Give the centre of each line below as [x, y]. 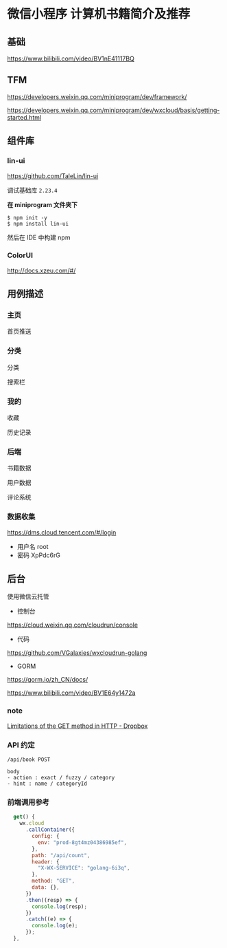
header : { [46, 862]
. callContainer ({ [50, 830]
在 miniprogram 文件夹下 [42, 204]
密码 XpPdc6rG [38, 555]
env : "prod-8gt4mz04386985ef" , [82, 842]
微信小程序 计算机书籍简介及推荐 [99, 14]
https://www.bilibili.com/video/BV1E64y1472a [71, 693]
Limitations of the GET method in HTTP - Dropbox [77, 726]
